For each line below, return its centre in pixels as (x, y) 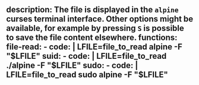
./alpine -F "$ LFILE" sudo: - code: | (72, 66)
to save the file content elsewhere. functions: (92, 38)
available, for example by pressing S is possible (95, 28)
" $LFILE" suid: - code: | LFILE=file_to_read (86, 56)
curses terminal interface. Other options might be (100, 19)
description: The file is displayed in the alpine (93, 10)
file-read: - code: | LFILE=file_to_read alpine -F (94, 47)
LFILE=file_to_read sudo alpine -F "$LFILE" (87, 75)
